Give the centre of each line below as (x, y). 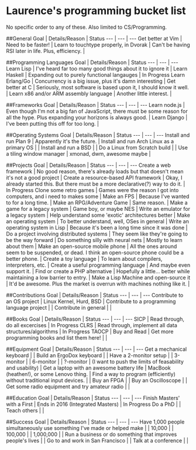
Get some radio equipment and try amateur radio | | (68, 387)
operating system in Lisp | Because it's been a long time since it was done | (97, 227)
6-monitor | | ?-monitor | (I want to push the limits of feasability (108, 361)
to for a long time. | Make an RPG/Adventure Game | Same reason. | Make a (97, 202)
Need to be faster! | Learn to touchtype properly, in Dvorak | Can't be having (98, 45)
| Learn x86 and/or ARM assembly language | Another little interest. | (89, 93)
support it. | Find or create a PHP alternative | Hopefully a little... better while (98, 271)
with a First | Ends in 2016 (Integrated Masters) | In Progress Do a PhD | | (94, 404)
